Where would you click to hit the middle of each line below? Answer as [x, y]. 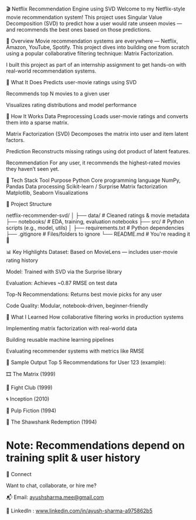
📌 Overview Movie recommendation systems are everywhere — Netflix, [92, 41]
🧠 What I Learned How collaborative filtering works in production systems [95, 317]
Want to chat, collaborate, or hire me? [51, 485]
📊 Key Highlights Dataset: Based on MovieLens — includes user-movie [92, 252]
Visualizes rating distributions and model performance [71, 105]
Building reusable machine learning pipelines [60, 340]
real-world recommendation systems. [51, 71]
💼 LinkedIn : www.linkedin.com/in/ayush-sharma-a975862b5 [79, 511]
